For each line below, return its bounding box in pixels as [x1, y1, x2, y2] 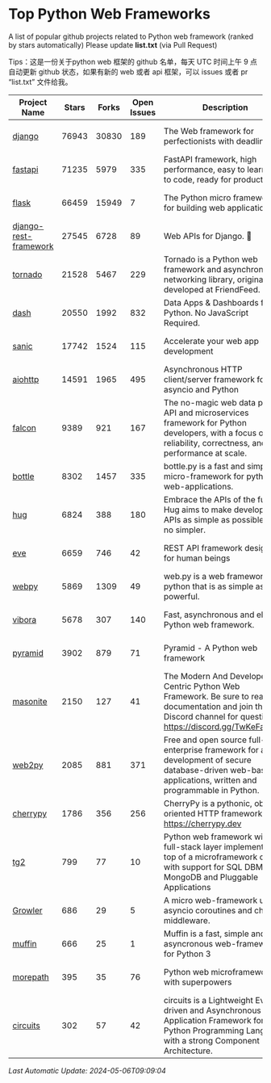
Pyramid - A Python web [164, 642, 258, 653]
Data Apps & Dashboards [164, 296, 260, 308]
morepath [12, 971, 50, 982]
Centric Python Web [164, 680, 240, 691]
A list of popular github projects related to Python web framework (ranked [8, 31, 254, 41]
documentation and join [164, 700, 253, 712]
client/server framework [164, 373, 256, 384]
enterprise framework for [164, 744, 260, 755]
